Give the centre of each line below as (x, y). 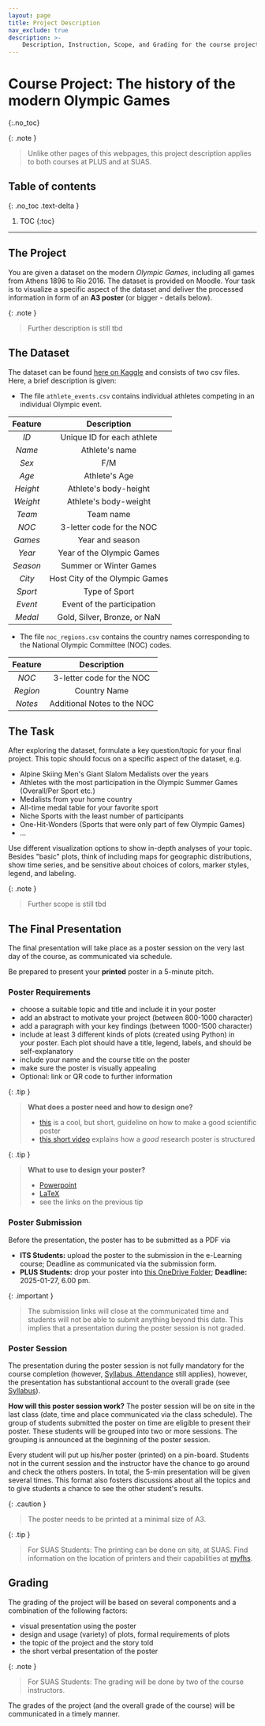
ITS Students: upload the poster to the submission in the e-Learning (131, 1255)
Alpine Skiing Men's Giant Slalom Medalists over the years (114, 774)
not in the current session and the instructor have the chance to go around (129, 1464)
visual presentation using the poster (78, 1626)
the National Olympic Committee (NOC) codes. (95, 644)
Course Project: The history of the (122, 84)
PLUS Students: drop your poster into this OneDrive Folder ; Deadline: (133, 1272)
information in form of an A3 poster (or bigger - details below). (110, 297)
